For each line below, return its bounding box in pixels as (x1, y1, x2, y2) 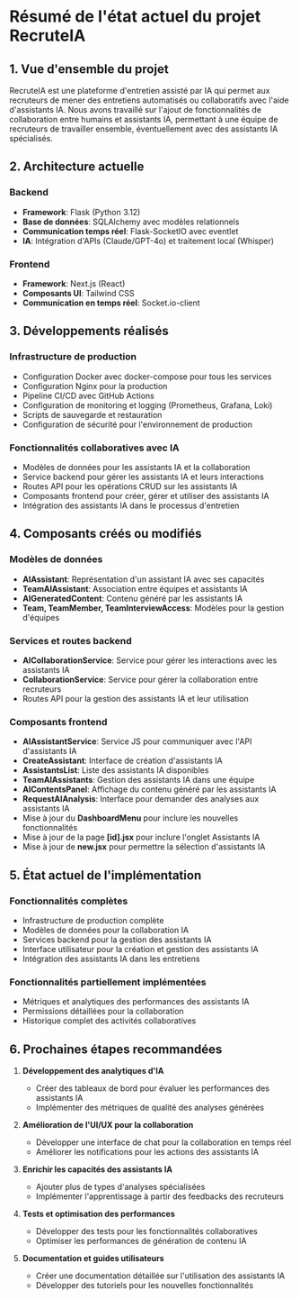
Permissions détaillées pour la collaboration (22, 1006, 184, 1017)
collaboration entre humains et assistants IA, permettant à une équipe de (9, 114, 278, 124)
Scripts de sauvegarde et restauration (22, 409, 163, 420)
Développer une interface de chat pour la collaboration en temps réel (35, 1137, 292, 1148)
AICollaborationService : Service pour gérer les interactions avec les (22, 655, 278, 666)
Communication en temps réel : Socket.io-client (22, 297, 200, 308)
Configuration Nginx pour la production (22, 380, 168, 391)
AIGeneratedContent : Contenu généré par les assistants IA (22, 593, 243, 604)
